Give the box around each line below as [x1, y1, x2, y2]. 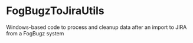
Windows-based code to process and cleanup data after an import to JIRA [6, 24, 187, 31]
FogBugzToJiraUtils [6, 4, 104, 18]
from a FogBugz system [6, 29, 64, 37]
